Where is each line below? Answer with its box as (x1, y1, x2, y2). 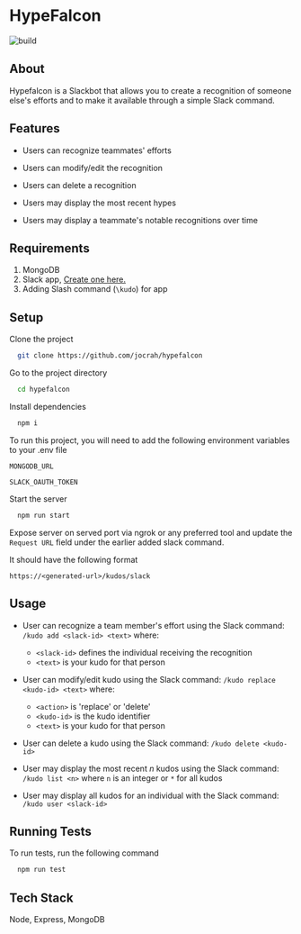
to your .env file (9, 444, 67, 455)
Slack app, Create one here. (22, 274, 127, 285)
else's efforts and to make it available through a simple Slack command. (9, 95, 276, 105)
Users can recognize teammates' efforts (22, 145, 173, 156)
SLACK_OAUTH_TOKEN (9, 477, 78, 486)
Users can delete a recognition (22, 179, 137, 190)
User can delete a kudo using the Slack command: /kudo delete (22, 738, 260, 748)
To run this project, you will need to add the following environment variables (9, 434, 290, 446)
